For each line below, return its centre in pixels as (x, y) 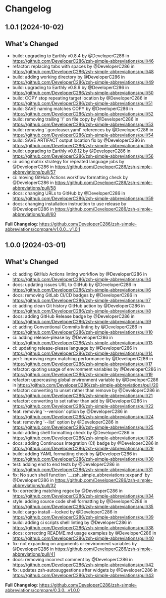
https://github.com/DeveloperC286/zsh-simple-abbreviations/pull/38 (83, 527)
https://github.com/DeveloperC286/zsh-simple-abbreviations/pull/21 (82, 396)
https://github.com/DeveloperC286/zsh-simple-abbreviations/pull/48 (83, 72)
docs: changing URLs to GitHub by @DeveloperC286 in (69, 193)
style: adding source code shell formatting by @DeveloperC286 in (80, 501)
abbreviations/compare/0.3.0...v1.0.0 (43, 590)
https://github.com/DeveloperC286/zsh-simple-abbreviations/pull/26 (83, 438)
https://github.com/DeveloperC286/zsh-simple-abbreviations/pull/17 (82, 364)
